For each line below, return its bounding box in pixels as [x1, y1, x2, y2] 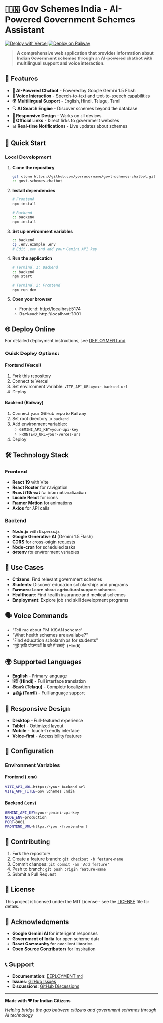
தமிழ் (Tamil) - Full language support [12, 690, 85, 696]
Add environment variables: [12, 421, 67, 427]
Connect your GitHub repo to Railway [12, 411, 87, 416]
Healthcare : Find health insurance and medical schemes [12, 591, 126, 598]
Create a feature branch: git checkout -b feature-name [12, 856, 124, 862]
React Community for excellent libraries [12, 941, 93, 947]
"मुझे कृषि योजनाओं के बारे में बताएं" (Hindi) [12, 643, 81, 649]
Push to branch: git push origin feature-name [12, 866, 106, 872]
